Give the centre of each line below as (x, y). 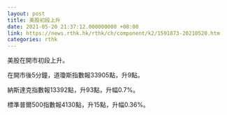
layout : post (26, 14)
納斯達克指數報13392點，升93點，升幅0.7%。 (73, 90)
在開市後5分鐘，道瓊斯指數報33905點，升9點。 (76, 75)
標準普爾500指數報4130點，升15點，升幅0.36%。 (79, 105)
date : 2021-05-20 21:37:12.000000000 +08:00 (73, 26)
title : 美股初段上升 (34, 20)
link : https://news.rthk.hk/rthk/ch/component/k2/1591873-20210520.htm (113, 33)
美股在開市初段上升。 (38, 61)
